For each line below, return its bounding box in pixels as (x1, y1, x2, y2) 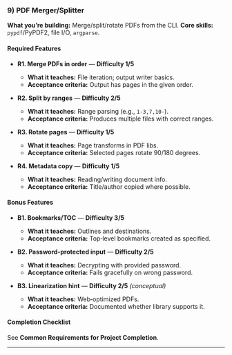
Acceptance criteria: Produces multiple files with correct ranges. (27, 114, 214, 123)
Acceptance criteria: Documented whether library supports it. (27, 302, 205, 310)
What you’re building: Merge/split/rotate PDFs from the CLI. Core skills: (7, 21, 213, 30)
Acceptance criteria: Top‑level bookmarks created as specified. (27, 234, 211, 243)
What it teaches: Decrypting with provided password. (27, 261, 182, 269)
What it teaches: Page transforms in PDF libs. (27, 141, 159, 150)
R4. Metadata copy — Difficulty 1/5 (17, 161, 120, 170)
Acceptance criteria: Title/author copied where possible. (27, 182, 191, 191)
